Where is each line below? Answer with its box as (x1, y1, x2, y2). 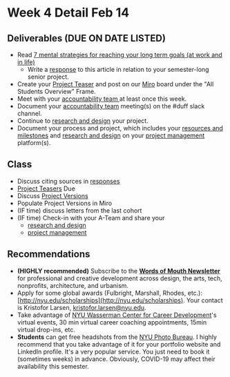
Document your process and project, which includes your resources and (17, 124, 223, 132)
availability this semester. (17, 362, 90, 370)
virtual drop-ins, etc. (17, 325, 76, 333)
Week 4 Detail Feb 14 (7, 5, 130, 21)
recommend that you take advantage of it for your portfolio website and (17, 340, 221, 348)
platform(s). (17, 139, 51, 146)
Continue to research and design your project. (17, 117, 148, 125)
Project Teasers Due (17, 184, 76, 193)
